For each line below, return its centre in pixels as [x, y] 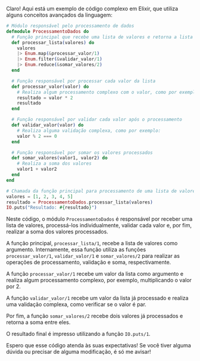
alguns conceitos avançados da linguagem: [60, 15]
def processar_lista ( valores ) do [53, 42]
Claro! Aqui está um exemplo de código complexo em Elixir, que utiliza [92, 9]
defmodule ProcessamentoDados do [48, 31]
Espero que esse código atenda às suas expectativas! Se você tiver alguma [99, 345]
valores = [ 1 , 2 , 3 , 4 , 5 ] [40, 196]
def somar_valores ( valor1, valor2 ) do [60, 158]
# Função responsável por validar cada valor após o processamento [97, 120]
